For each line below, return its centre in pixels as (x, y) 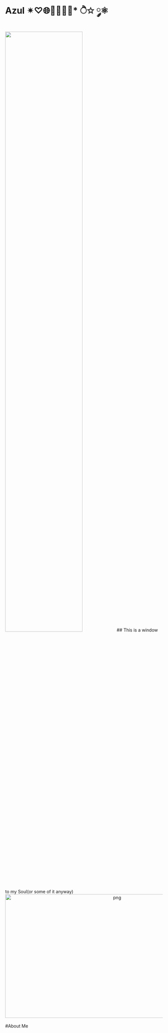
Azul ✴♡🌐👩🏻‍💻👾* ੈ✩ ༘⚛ (57, 11)
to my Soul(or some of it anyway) (39, 891)
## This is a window (137, 630)
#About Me (17, 1026)
